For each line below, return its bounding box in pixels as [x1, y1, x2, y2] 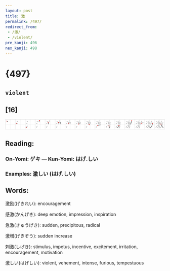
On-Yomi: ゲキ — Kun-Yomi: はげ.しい [5, 155, 99, 162]
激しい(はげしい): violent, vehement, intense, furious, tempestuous [5, 259, 144, 266]
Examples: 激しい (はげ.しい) [5, 170, 76, 177]
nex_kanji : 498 [5, 46, 37, 51]
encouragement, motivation [5, 249, 63, 255]
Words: [5, 186, 29, 195]
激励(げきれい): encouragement [5, 200, 71, 207]
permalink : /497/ [5, 19, 42, 24]
